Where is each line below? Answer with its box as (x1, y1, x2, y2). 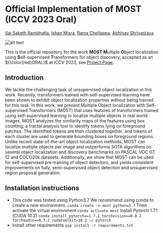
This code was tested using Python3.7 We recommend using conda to (12, 197, 154, 203)
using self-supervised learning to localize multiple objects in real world (5, 113, 148, 118)
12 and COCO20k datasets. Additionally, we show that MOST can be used (5, 154, 154, 160)
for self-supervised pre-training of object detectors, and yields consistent (5, 159, 154, 165)
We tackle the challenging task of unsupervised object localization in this (5, 87, 152, 93)
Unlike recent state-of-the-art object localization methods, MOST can (5, 139, 145, 144)
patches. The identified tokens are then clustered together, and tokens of (5, 128, 153, 134)
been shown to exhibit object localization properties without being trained (5, 97, 154, 103)
